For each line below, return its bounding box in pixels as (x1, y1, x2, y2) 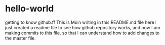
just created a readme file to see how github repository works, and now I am (5, 24, 161, 30)
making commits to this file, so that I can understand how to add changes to (5, 30, 160, 36)
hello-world (5, 3, 54, 14)
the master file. (5, 35, 36, 41)
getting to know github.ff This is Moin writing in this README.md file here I (5, 19, 157, 25)
